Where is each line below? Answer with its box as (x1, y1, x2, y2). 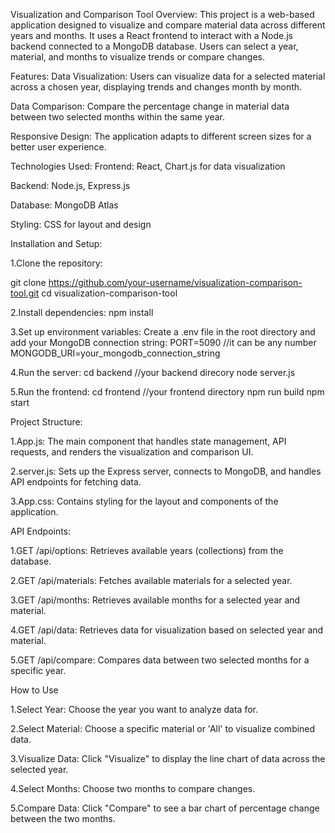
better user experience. (10, 141, 107, 153)
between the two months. (10, 813, 116, 824)
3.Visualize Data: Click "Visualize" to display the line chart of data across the (10, 753, 326, 764)
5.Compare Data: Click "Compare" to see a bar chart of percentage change (10, 802, 320, 814)
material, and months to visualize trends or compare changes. (10, 51, 265, 63)
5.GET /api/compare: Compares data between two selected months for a (10, 654, 310, 666)
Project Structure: (10, 416, 83, 428)
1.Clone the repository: (10, 257, 103, 269)
